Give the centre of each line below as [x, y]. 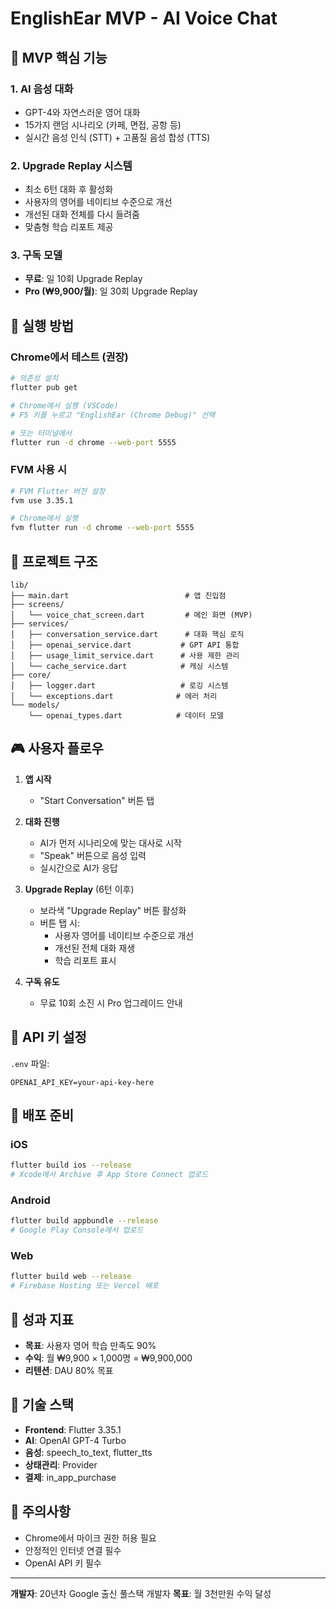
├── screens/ [37, 605]
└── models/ [35, 705]
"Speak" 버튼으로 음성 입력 [93, 855]
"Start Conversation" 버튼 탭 [97, 800]
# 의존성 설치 [34, 378]
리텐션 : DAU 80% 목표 [69, 1370]
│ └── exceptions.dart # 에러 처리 [114, 697]
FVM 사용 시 [38, 470]
